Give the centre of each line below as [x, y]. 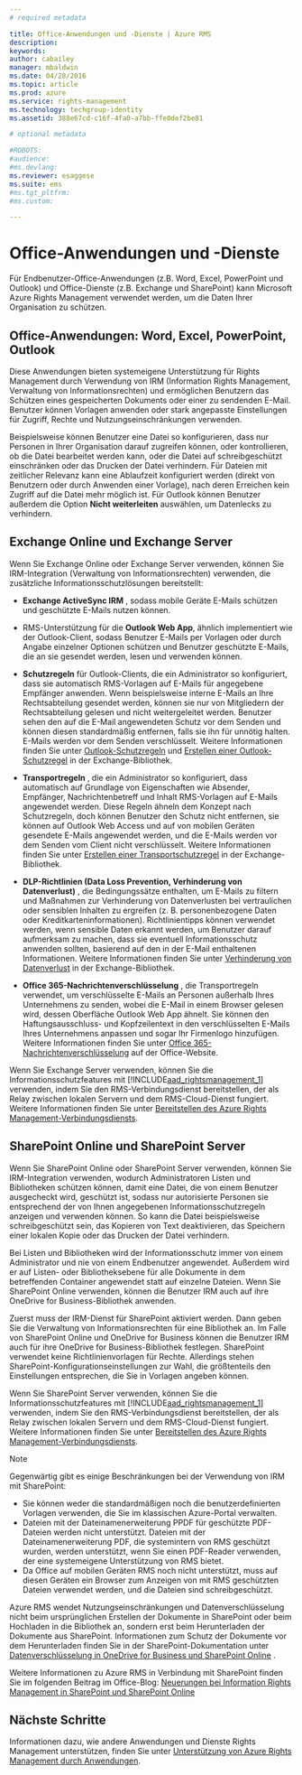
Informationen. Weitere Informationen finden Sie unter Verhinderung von [157, 958]
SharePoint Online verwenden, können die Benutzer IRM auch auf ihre [139, 1291]
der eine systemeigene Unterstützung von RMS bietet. [123, 1561]
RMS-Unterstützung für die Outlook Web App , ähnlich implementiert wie [157, 627]
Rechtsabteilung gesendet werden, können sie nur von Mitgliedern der [153, 702]
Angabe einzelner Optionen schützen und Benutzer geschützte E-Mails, [156, 646]
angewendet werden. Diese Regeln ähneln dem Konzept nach [137, 806]
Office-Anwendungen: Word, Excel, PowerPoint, [148, 335]
